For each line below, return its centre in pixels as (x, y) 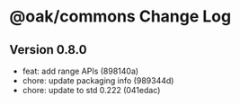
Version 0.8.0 (48, 50)
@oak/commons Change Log (120, 17)
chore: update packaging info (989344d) (98, 81)
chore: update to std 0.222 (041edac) (91, 90)
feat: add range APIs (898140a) (80, 71)
